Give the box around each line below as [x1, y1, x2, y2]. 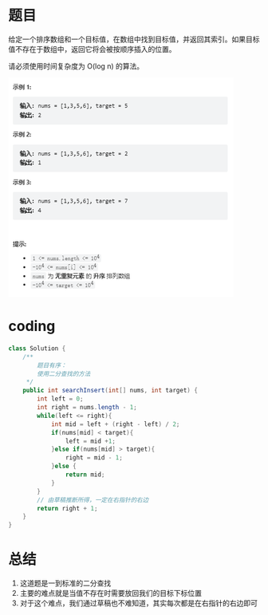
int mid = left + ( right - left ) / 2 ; [50, 420, 180, 428]
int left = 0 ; [37, 395, 84, 403]
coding [8, 317, 56, 335]
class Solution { [8, 344, 66, 353]
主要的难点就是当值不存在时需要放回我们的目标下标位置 [19, 589, 202, 598]
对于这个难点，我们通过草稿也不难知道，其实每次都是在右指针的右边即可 [19, 598, 258, 608]
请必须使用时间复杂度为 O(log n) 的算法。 [8, 61, 144, 71]
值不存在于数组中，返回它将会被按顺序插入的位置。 [8, 44, 176, 53]
